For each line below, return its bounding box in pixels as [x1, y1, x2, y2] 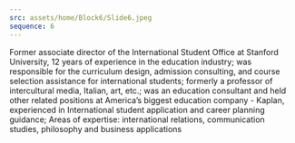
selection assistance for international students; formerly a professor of [9, 75, 273, 86]
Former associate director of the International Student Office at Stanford [9, 46, 280, 57]
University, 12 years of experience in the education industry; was [9, 56, 252, 67]
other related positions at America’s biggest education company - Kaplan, [9, 94, 285, 105]
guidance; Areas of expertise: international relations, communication [9, 114, 265, 125]
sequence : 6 [9, 22, 54, 31]
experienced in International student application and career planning [9, 104, 265, 115]
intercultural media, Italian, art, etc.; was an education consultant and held [9, 85, 287, 96]
